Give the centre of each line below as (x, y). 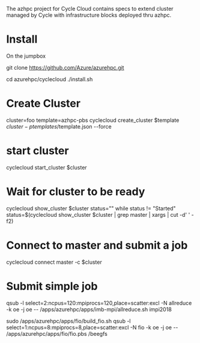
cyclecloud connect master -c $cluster (54, 262)
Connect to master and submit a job (97, 245)
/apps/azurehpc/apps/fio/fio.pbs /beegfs (57, 333)
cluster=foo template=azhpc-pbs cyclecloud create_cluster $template (93, 120)
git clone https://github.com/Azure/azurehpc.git (65, 67)
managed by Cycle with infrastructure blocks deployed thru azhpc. (89, 15)
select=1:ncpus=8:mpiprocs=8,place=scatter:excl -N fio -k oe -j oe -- (92, 327)
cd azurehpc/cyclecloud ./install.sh (50, 79)
